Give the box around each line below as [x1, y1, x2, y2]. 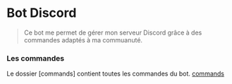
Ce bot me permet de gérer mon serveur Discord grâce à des [23, 28, 202, 37]
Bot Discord [6, 5, 77, 21]
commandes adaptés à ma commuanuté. [23, 35, 142, 44]
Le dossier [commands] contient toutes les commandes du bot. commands [6, 69, 225, 78]
